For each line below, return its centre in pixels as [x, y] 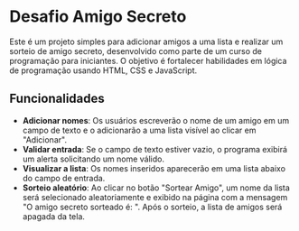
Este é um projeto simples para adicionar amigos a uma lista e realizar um [146, 42]
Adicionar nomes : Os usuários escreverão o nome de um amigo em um [156, 120]
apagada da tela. [54, 216]
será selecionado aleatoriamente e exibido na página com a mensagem [155, 197]
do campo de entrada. [64, 178]
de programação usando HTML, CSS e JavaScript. [103, 70]
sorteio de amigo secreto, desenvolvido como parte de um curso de [135, 51]
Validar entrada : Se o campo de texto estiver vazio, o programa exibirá [154, 149]
